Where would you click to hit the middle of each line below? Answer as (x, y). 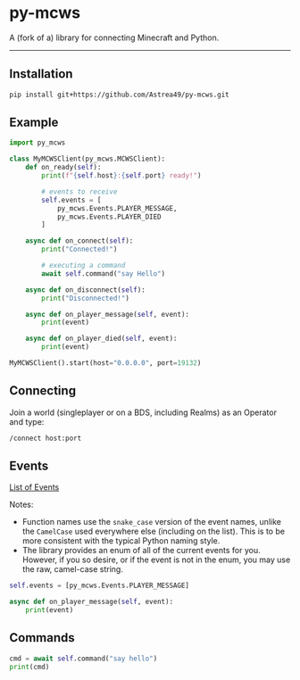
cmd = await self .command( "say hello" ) (83, 659)
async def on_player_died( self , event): (101, 339)
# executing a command (83, 266)
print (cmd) (29, 667)
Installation (41, 74)
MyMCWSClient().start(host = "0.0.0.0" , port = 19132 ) (105, 363)
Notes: (21, 505)
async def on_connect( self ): (79, 241)
